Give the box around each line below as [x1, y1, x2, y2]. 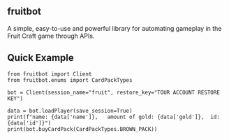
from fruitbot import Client [7, 70, 92, 78]
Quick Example [7, 52, 75, 64]
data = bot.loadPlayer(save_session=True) [7, 107, 133, 114]
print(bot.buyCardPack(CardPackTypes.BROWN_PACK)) [7, 125, 158, 132]
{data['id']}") [7, 119, 52, 127]
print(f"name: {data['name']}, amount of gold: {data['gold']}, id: [7, 113, 220, 120]
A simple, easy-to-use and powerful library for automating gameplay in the [7, 24, 222, 32]
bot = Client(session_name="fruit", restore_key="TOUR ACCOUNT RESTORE [7, 89, 220, 96]
